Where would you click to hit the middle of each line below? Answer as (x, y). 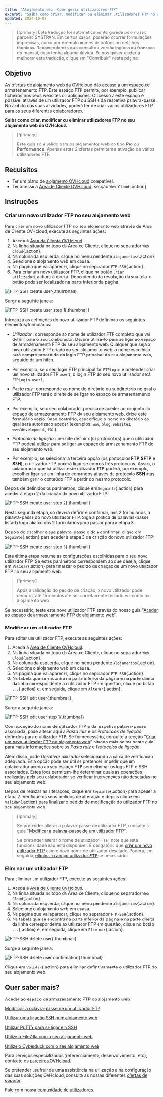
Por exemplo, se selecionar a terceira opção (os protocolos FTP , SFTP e (83, 458)
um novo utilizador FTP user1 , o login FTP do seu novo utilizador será (81, 374)
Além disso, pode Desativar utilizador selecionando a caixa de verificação (79, 756)
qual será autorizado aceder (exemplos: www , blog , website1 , (72, 424)
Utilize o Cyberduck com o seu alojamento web (52, 1046)
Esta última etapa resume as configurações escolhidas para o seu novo (76, 556)
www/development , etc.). (35, 429)
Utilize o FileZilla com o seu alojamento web (49, 1037)
